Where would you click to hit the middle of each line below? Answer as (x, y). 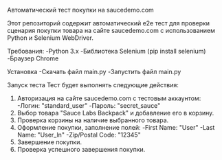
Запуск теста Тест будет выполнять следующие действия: (93, 85)
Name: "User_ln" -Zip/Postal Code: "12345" (79, 135)
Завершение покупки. (49, 142)
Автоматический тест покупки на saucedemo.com (81, 10)
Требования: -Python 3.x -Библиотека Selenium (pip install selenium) (107, 51)
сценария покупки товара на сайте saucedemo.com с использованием (111, 31)
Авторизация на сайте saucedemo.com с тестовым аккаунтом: (109, 98)
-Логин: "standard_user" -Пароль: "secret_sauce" (89, 105)
